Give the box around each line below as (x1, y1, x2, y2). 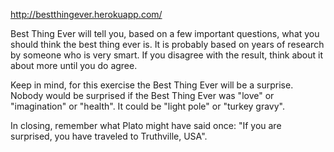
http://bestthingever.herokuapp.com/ (10, 9, 163, 20)
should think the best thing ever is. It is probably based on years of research (10, 39, 325, 50)
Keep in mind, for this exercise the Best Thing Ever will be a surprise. (10, 79, 294, 91)
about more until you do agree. (10, 60, 138, 71)
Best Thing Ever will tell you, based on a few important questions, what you (10, 28, 320, 39)
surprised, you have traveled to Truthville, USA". (10, 130, 208, 142)
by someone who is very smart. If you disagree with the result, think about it (10, 49, 324, 61)
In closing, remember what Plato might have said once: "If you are (10, 120, 282, 131)
